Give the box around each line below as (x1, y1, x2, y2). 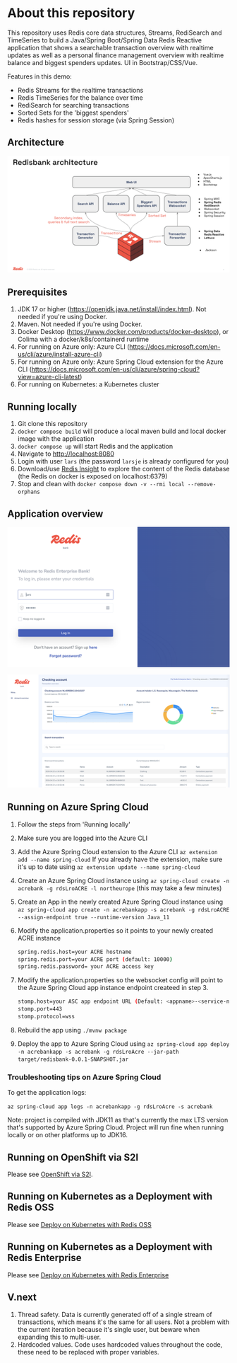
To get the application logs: (7, 1088, 87, 1097)
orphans (17, 488, 40, 496)
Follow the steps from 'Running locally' (17, 819, 130, 829)
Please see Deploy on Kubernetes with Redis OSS (7, 1220, 152, 1229)
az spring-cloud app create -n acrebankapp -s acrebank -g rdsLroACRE (17, 906, 230, 914)
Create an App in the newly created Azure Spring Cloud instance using (17, 897, 224, 906)
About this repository (7, 5, 135, 21)
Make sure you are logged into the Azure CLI (17, 834, 148, 842)
